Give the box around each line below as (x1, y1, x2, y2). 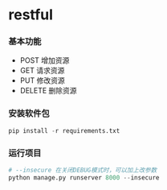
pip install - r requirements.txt (8, 126, 120, 134)
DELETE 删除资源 (19, 86, 78, 96)
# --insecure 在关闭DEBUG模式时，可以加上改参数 (8, 166, 157, 174)
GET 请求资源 (19, 66, 65, 76)
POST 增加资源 (19, 56, 70, 65)
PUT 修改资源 (19, 76, 66, 85)
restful (8, 6, 54, 24)
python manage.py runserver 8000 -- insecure (8, 173, 160, 182)
